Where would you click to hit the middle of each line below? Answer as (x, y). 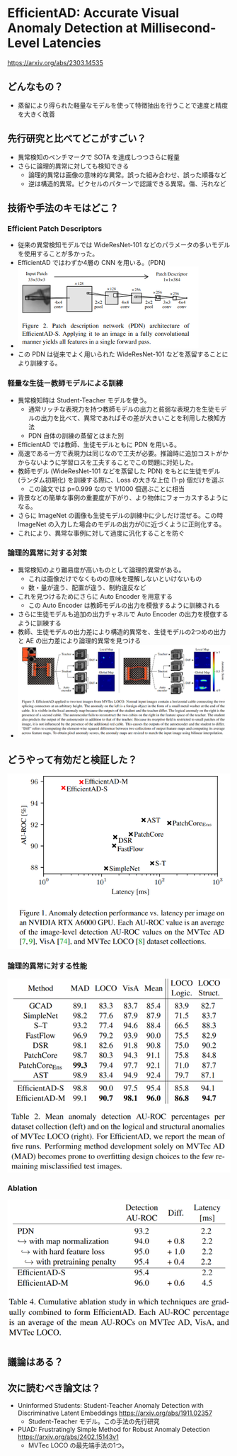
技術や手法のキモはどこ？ (63, 208)
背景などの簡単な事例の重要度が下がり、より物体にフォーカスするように (123, 497)
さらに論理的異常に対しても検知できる (73, 166)
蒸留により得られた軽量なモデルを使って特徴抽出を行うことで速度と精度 (123, 105)
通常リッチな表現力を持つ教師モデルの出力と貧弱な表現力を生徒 (121, 409)
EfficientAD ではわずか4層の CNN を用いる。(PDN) (92, 263)
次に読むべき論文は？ (54, 1388)
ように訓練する (39, 623)
